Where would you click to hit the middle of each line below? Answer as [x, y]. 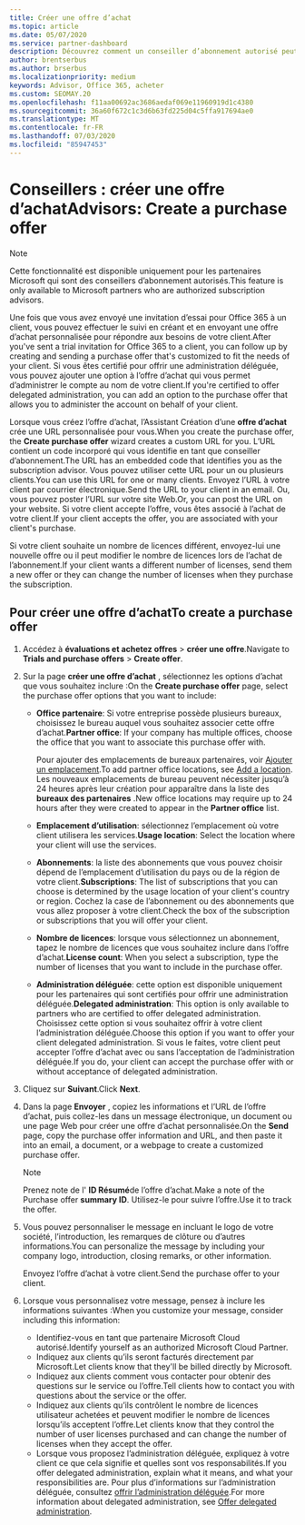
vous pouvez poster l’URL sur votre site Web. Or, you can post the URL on [146, 499]
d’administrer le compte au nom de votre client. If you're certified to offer [144, 385]
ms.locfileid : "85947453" [58, 144]
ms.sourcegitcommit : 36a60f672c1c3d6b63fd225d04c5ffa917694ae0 [132, 111]
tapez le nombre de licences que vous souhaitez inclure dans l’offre [162, 947]
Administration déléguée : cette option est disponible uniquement [159, 984]
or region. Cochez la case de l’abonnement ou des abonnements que [165, 901]
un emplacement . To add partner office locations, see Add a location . [164, 769]
